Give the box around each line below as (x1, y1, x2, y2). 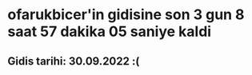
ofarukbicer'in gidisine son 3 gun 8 (7, 6, 245, 24)
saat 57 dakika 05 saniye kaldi (7, 22, 212, 41)
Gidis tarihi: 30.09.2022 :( (7, 54, 140, 68)
